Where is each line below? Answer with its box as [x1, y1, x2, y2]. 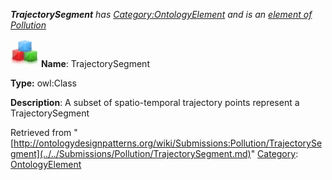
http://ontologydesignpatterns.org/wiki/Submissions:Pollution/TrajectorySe [13, 137, 323, 149]
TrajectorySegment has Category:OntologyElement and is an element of [10, 9, 313, 20]
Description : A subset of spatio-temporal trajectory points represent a [10, 97, 300, 108]
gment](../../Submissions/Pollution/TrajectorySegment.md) [10, 148, 252, 159]
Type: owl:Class [10, 77, 77, 89]
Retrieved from [10, 127, 72, 138]
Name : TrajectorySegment [40, 58, 150, 69]
